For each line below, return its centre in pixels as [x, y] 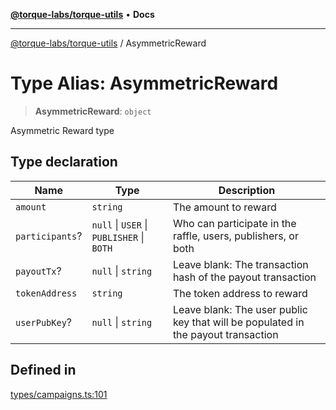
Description [247, 190]
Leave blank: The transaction [240, 264]
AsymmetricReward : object [93, 111]
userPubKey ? [44, 322]
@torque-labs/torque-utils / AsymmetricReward [108, 43]
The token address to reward [240, 293]
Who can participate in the [234, 223]
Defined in [43, 370]
